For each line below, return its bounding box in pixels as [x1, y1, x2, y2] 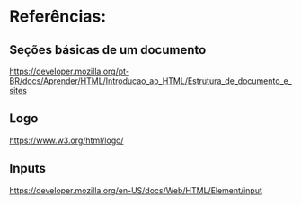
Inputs [9, 161, 47, 176]
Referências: [9, 6, 107, 27]
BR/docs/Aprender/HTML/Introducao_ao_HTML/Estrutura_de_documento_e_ [9, 76, 292, 86]
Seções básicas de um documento [9, 42, 207, 58]
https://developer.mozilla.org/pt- [9, 66, 130, 76]
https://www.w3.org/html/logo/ [9, 135, 124, 146]
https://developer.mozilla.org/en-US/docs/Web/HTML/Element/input [9, 184, 263, 195]
